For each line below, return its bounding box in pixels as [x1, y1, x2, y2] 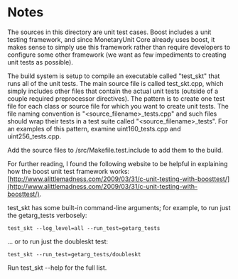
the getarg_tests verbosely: [7, 211, 87, 219]
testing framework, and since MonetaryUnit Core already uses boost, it [7, 35, 215, 43]
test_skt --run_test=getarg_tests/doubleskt [7, 251, 141, 258]
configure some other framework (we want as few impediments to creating [7, 50, 227, 59]
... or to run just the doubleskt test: [7, 237, 109, 246]
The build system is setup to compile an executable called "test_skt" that [7, 72, 220, 80]
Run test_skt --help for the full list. [7, 263, 107, 272]
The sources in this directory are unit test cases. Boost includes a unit [7, 28, 212, 36]
